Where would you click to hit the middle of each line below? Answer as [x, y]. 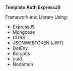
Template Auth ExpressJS [33, 7]
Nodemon [23, 64]
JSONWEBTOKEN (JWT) [38, 43]
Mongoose [24, 32]
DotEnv [20, 48]
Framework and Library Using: [36, 17]
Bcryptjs [21, 53]
